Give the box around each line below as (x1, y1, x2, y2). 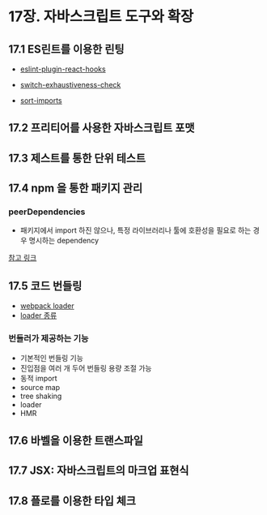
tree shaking (19, 391, 62, 401)
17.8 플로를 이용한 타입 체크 (8, 494, 136, 508)
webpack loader (19, 301, 74, 311)
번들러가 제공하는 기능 (8, 333, 89, 345)
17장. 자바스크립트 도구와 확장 (8, 7, 194, 26)
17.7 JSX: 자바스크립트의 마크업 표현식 (8, 464, 189, 478)
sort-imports (19, 96, 62, 105)
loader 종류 (19, 311, 57, 320)
